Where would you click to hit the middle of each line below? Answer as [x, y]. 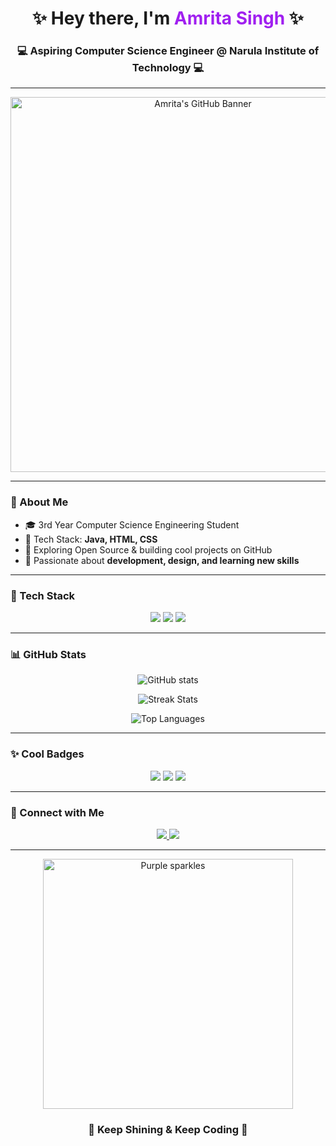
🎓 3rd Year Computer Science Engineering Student [132, 524]
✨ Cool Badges [47, 754]
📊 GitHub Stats [48, 654]
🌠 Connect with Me [57, 812]
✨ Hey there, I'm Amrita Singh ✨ [168, 18]
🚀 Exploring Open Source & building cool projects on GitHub [148, 549]
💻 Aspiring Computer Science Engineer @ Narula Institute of [168, 51]
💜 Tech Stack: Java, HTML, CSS [91, 539]
